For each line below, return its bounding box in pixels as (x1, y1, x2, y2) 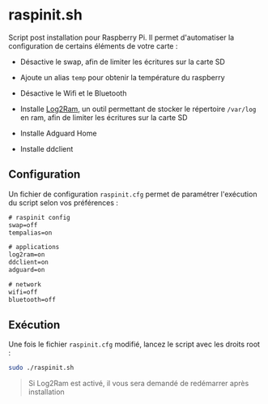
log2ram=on (8, 251, 45, 259)
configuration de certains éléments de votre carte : (8, 41, 178, 50)
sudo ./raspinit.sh (8, 363, 74, 372)
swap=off (8, 221, 38, 229)
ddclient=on (8, 258, 49, 267)
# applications (8, 243, 60, 251)
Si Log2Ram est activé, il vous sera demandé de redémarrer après (28, 379, 249, 389)
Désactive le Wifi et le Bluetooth (19, 88, 127, 98)
